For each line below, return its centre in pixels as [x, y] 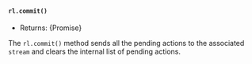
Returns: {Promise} [51, 28]
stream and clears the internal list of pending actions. [94, 51]
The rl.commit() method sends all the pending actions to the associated [126, 43]
